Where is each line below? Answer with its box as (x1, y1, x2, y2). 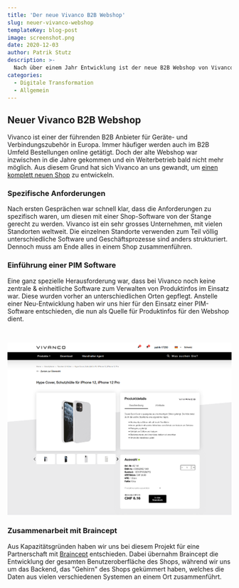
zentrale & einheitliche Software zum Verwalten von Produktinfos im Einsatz (7, 284, 230, 292)
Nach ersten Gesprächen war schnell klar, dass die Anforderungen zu (7, 205, 212, 213)
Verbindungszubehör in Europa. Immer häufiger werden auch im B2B (7, 140, 210, 149)
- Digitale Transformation (14, 79, 94, 86)
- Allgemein (14, 86, 50, 94)
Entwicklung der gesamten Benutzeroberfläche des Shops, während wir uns (7, 557, 231, 566)
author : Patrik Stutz (7, 49, 72, 56)
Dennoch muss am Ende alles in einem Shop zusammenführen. (7, 242, 193, 251)
